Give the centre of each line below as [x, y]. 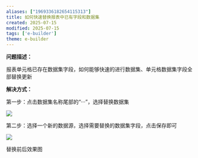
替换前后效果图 [24, 149]
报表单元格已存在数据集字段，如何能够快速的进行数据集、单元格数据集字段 [97, 69]
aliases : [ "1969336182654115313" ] [49, 12]
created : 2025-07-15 [32, 22]
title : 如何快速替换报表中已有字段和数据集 [53, 17]
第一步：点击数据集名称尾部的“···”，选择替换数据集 [68, 102]
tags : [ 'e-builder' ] [32, 34]
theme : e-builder [27, 39]
